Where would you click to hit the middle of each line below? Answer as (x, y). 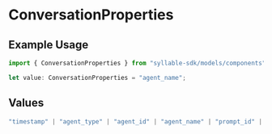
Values (26, 103)
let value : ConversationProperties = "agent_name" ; (97, 77)
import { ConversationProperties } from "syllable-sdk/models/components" (137, 63)
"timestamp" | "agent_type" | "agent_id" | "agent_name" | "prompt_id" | (136, 121)
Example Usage (49, 45)
